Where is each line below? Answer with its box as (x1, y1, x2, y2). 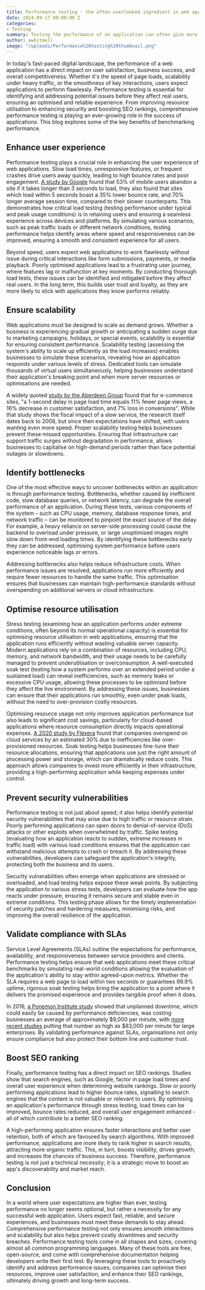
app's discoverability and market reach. (6, 1165, 106, 1173)
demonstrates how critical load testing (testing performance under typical (6, 204, 192, 211)
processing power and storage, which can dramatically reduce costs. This (6, 756, 192, 763)
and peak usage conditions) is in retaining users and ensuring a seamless (6, 210, 191, 217)
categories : (6, 20, 37, 26)
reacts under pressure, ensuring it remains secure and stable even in (6, 892, 179, 899)
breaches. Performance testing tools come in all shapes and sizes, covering (6, 1238, 197, 1245)
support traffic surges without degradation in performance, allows (6, 437, 172, 444)
